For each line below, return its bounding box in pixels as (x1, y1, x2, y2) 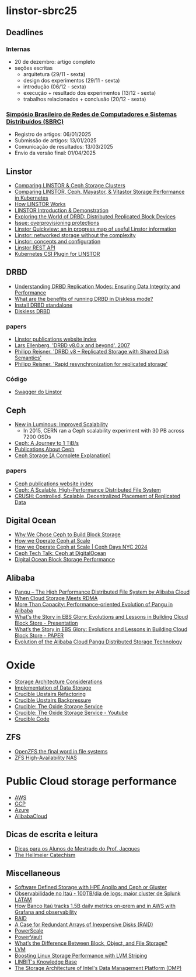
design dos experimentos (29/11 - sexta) (23, 77, 120, 84)
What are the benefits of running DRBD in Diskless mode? (14, 295, 153, 302)
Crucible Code (14, 715, 50, 722)
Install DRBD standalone (14, 301, 73, 308)
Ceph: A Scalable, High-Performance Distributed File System (14, 486, 162, 493)
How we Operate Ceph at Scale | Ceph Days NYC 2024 (14, 543, 148, 551)
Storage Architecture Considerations (14, 678, 103, 685)
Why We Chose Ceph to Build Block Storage (14, 531, 121, 538)
